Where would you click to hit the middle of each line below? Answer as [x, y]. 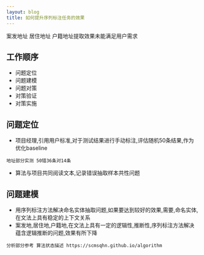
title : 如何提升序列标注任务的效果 [46, 18]
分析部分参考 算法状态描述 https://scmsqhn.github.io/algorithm [84, 245]
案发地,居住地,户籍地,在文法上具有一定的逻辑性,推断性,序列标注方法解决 [104, 225]
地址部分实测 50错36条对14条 [39, 161]
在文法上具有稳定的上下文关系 [53, 217]
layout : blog [23, 12]
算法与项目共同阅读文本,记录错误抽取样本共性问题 [78, 173]
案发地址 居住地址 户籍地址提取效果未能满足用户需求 [72, 36]
